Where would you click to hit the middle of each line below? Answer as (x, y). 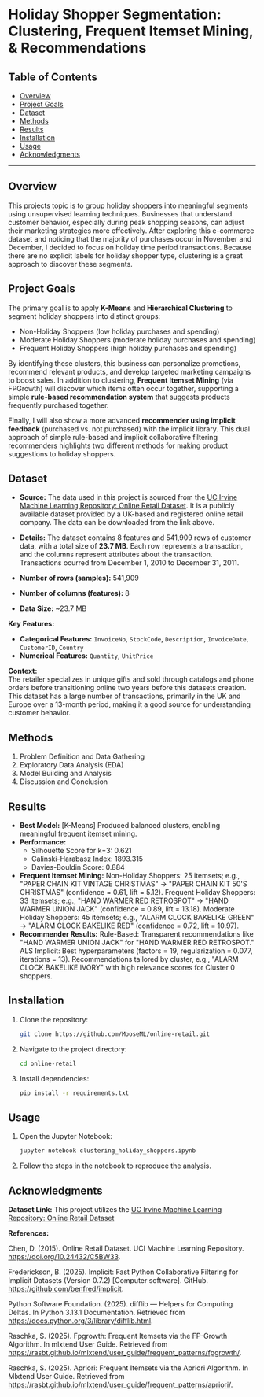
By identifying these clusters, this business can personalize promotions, (125, 363)
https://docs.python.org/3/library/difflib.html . (81, 1321)
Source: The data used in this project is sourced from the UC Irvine (128, 497)
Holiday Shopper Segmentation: (115, 15)
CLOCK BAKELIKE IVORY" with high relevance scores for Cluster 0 (127, 968)
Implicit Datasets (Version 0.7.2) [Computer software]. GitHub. (108, 1280)
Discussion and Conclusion (64, 782)
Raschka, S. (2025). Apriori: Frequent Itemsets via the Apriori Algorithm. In (128, 1368)
